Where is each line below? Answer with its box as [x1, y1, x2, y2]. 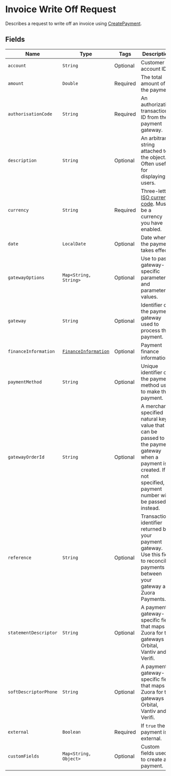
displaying [140, 173, 165, 180]
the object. [140, 154, 166, 161]
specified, [140, 479, 165, 486]
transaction [140, 107, 168, 114]
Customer [140, 59, 164, 66]
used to [140, 320, 159, 327]
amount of [140, 80, 165, 87]
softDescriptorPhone [8, 689, 58, 695]
